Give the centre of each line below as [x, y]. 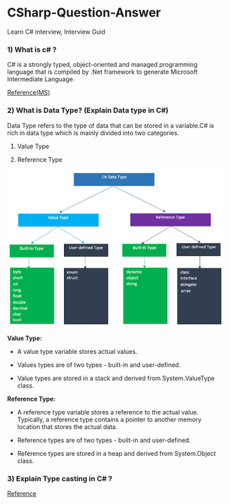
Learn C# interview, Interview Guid [56, 32]
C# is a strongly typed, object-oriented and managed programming [102, 65]
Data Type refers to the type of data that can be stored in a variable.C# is [111, 125]
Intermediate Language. [41, 79]
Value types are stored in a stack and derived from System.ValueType [116, 378]
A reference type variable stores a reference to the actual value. [108, 412]
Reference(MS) [29, 93]
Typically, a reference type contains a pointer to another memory [109, 419]
